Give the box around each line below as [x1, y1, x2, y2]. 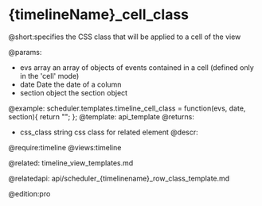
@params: [8, 47, 42, 56]
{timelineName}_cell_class [8, 6, 190, 24]
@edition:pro [8, 189, 51, 198]
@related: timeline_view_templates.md [8, 157, 134, 168]
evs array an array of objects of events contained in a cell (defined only [19, 62, 255, 72]
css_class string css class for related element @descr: [19, 127, 198, 137]
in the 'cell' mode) [19, 71, 80, 80]
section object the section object [19, 87, 128, 97]
